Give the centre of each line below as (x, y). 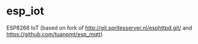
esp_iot (25, 11)
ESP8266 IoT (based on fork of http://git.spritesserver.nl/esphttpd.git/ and (99, 28)
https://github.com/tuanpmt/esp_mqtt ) (55, 34)
